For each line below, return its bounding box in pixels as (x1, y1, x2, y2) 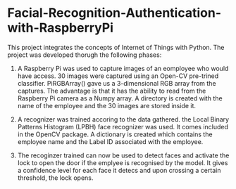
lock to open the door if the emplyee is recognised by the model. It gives (17, 158, 228, 167)
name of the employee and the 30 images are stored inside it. (17, 101, 196, 110)
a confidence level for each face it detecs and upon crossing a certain (17, 166, 221, 174)
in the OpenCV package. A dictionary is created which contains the (17, 130, 213, 138)
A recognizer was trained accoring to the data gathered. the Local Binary (17, 115, 230, 124)
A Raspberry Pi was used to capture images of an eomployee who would (17, 64, 229, 72)
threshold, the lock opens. (17, 174, 94, 182)
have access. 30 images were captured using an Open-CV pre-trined (17, 72, 219, 80)
